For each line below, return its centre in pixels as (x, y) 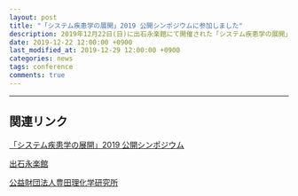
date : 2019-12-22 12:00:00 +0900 (71, 42)
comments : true (37, 75)
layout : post (33, 17)
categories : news (41, 59)
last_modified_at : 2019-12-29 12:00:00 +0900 (94, 51)
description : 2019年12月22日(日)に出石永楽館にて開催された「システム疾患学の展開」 (151, 34)
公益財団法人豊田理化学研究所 (63, 182)
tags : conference (41, 67)
